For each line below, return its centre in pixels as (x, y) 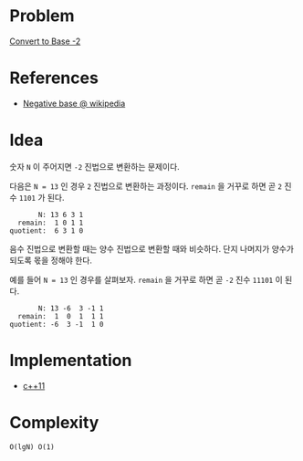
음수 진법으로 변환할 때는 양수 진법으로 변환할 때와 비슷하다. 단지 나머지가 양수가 (152, 248)
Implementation (71, 361)
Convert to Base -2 (45, 41)
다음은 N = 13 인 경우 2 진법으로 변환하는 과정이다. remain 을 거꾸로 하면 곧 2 (146, 186)
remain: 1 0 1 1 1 (61, 316)
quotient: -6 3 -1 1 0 (57, 324)
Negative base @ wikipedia (74, 103)
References (54, 78)
